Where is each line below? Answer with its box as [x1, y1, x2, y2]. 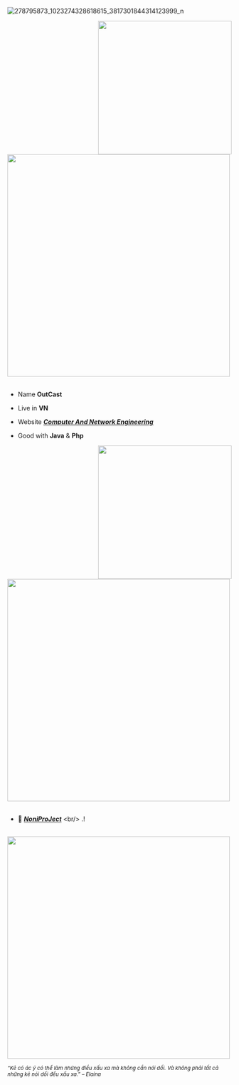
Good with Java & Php [17, 431, 84, 440]
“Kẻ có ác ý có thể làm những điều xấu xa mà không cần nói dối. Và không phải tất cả [7, 1064, 219, 1071]
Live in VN [17, 404, 48, 412]
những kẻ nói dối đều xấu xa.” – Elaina [7, 1071, 102, 1078]
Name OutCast [17, 390, 63, 398]
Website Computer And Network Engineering [17, 418, 154, 426]
